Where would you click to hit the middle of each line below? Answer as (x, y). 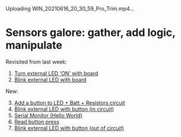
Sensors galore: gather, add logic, (90, 33)
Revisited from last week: (36, 61)
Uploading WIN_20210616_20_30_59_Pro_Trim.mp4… (70, 9)
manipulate (34, 46)
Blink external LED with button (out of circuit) (69, 128)
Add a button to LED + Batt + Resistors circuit (69, 102)
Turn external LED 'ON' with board (56, 73)
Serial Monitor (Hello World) (48, 115)
